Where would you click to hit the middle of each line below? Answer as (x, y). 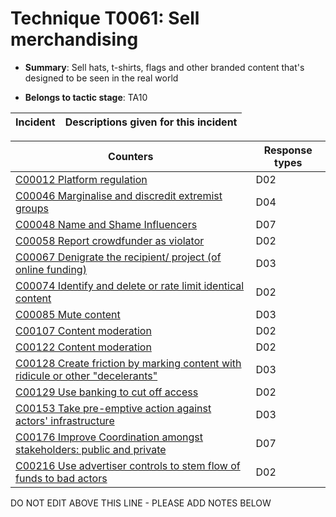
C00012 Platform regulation (81, 179)
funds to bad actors (61, 478)
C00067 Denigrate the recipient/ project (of (118, 257)
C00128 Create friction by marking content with (128, 363)
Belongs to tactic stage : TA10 (86, 97)
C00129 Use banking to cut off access (107, 392)
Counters (131, 156)
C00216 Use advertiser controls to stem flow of (128, 465)
